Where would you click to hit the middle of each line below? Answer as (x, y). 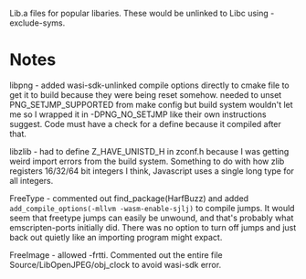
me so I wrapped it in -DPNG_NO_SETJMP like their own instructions (138, 114)
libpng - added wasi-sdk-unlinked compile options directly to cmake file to (149, 85)
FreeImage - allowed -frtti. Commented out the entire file (116, 254)
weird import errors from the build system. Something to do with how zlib (147, 161)
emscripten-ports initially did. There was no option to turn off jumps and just (153, 227)
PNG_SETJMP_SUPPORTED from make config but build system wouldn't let (152, 104)
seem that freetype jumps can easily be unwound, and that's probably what (152, 218)
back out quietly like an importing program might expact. (116, 237)
